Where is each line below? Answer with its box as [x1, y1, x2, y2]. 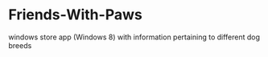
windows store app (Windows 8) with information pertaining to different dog [8, 32, 260, 42]
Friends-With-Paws [8, 6, 142, 24]
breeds [8, 40, 32, 50]
